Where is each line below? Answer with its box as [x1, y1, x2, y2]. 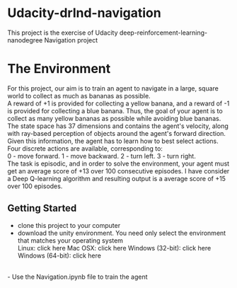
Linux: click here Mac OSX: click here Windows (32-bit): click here [17, 243, 212, 252]
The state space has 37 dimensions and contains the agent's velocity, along [7, 122, 229, 130]
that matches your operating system [17, 236, 124, 245]
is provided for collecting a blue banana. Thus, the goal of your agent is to [7, 106, 223, 115]
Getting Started [7, 202, 77, 214]
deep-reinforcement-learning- [119, 28, 208, 37]
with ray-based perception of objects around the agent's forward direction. [7, 129, 226, 137]
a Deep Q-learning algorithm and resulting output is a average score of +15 [7, 174, 226, 183]
